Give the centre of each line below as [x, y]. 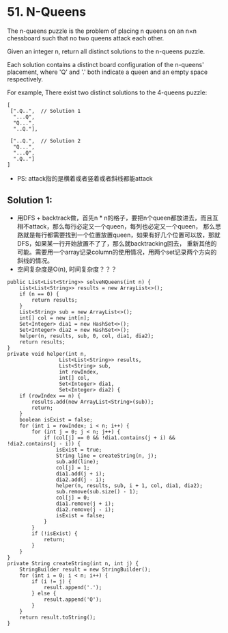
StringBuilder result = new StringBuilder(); [85, 569]
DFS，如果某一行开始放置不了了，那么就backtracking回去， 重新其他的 [117, 243]
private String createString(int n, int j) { [73, 563]
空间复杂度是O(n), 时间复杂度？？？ [67, 269]
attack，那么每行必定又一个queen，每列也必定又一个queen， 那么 [122, 226]
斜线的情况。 [35, 260]
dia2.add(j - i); [81, 480]
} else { [44, 593]
